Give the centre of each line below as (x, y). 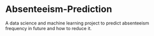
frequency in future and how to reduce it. (49, 28)
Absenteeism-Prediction (59, 9)
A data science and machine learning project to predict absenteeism (77, 23)
